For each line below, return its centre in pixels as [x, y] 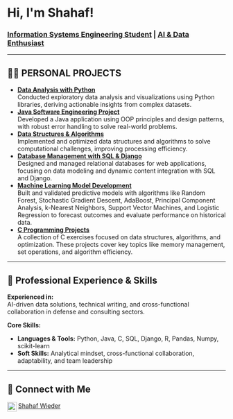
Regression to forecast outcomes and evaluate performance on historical [121, 215]
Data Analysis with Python [56, 90]
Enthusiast [26, 43]
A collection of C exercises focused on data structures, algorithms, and [119, 237]
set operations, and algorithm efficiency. [75, 252]
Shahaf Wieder [40, 405]
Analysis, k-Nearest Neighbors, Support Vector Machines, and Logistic [118, 208]
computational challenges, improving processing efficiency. [102, 149]
